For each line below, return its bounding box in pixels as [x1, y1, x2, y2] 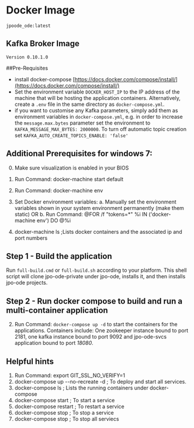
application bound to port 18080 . [14, 340, 93, 347]
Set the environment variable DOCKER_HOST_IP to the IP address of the [14, 88, 180, 95]
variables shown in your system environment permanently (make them [14, 204, 184, 211]
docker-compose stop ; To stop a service [14, 409, 114, 416]
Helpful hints [6, 356, 54, 366]
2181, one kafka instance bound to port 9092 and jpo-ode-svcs [14, 333, 167, 340]
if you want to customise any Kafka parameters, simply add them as [14, 106, 178, 114]
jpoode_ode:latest [6, 23, 51, 29]
